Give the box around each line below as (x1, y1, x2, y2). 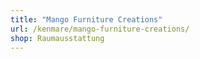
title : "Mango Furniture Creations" (10, 14, 163, 25)
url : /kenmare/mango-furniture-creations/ (10, 24, 190, 34)
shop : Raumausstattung (10, 33, 105, 43)
